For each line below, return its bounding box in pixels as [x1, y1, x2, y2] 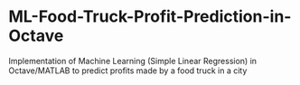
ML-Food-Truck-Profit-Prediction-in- [8, 6, 292, 27]
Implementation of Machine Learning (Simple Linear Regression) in [8, 55, 258, 66]
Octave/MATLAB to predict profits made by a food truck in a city [8, 65, 248, 76]
